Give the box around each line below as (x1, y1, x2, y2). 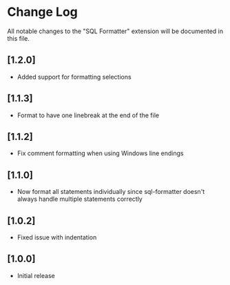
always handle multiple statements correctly (17, 195, 143, 204)
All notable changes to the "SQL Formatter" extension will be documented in (7, 27, 224, 35)
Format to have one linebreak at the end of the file (17, 111, 160, 119)
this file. (7, 34, 30, 42)
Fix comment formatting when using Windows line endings (17, 149, 184, 157)
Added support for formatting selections (17, 72, 132, 81)
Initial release (17, 271, 55, 279)
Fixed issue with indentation (17, 233, 97, 242)
